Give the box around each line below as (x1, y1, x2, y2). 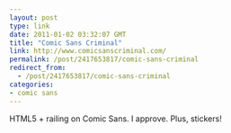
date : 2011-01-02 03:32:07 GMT (9, 30, 127, 39)
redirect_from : (9, 64, 67, 73)
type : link (9, 22, 50, 31)
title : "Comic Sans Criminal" (9, 38, 123, 48)
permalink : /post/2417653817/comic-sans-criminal (9, 55, 200, 64)
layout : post (9, 13, 58, 22)
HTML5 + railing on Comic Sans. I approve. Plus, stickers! (9, 113, 222, 124)
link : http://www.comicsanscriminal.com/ (9, 47, 167, 56)
